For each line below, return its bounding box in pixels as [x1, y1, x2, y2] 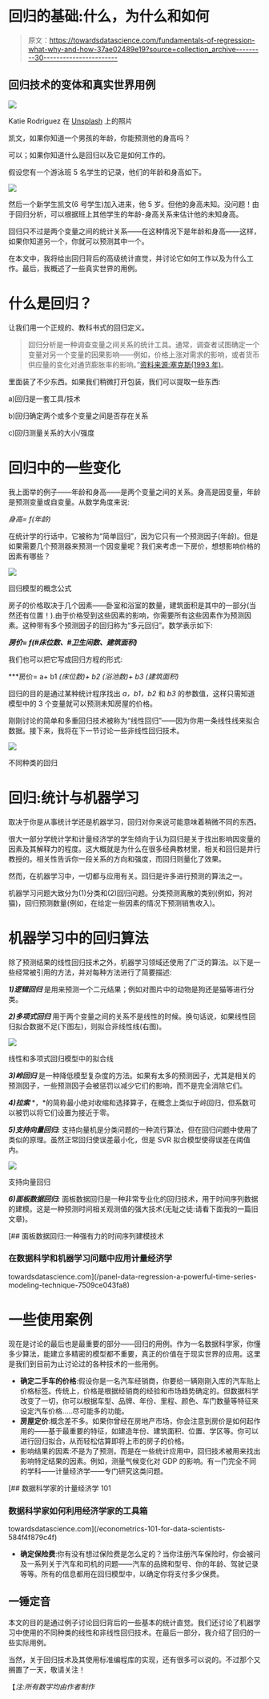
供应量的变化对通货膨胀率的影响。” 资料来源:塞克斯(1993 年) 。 [27, 359, 228, 369]
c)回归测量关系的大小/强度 [8, 428, 94, 437]
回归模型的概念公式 [8, 583, 72, 593]
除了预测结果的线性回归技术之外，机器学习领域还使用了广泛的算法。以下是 [8, 957, 254, 967]
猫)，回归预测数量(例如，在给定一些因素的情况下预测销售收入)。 [8, 898, 220, 907]
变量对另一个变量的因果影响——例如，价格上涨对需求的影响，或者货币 [27, 350, 260, 359]
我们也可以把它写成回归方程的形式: [8, 655, 123, 664]
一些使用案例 [8, 1311, 94, 1328]
